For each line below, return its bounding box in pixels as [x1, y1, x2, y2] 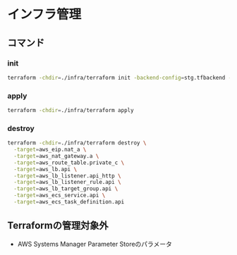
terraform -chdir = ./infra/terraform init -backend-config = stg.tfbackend [7, 74, 226, 81]
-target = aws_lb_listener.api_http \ [13, 172, 121, 180]
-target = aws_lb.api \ [13, 166, 78, 173]
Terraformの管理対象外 [7, 220, 109, 232]
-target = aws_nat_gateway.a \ [13, 152, 99, 159]
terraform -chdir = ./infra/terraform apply [7, 107, 134, 114]
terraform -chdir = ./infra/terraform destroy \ [7, 139, 147, 147]
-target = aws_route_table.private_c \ [13, 159, 125, 166]
